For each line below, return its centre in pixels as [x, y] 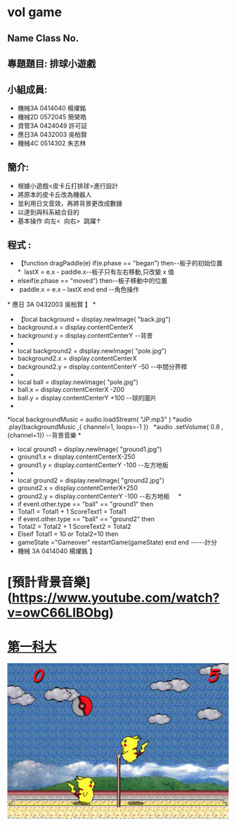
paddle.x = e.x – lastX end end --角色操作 [79, 289]
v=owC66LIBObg [58, 612]
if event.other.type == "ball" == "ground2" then [86, 519]
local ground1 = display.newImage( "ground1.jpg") [90, 450]
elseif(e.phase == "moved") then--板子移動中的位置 [92, 281]
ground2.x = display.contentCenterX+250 [78, 488]
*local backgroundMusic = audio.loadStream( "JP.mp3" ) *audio [100, 419]
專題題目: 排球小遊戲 [52, 64]
